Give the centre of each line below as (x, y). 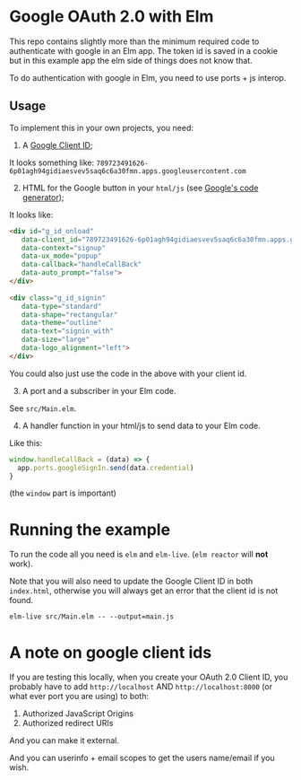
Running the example (90, 529)
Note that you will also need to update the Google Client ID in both (131, 582)
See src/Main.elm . (43, 408)
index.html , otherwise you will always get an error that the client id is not (144, 591)
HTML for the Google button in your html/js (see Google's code (140, 188)
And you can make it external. (64, 741)
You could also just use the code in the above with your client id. (128, 373)
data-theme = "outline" (61, 323)
